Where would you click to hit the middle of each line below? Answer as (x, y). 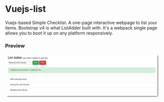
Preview (15, 46)
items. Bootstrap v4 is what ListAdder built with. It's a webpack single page (81, 27)
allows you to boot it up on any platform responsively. (59, 33)
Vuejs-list (26, 9)
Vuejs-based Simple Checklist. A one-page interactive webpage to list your (81, 23)
